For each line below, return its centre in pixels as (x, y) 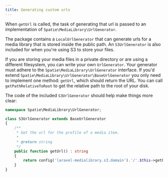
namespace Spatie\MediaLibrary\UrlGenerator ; (53, 110)
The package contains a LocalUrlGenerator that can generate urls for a (78, 39)
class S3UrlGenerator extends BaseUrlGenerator (56, 119)
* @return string (34, 142)
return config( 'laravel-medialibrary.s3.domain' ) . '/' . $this (87, 161)
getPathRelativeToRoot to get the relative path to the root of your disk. (77, 86)
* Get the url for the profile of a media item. (68, 133)
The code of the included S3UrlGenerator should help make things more (79, 95)
